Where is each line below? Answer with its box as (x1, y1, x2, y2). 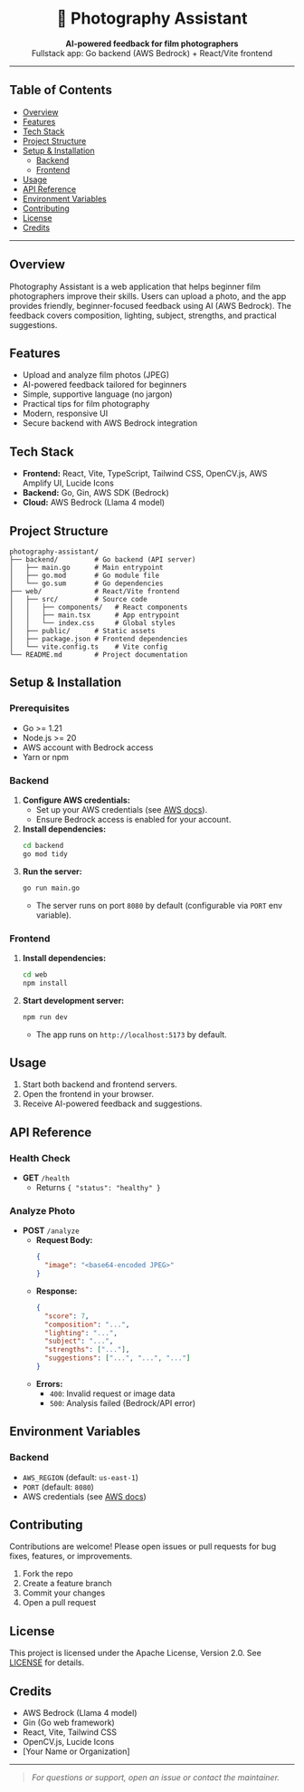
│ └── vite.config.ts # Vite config (9, 642, 168, 651)
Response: (35, 1286, 78, 1296)
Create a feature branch (22, 1578, 112, 1589)
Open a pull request (22, 1597, 97, 1608)
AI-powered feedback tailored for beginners (22, 380, 187, 390)
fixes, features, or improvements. (9, 1551, 133, 1562)
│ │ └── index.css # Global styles (9, 619, 176, 628)
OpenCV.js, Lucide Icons (22, 1737, 115, 1748)
